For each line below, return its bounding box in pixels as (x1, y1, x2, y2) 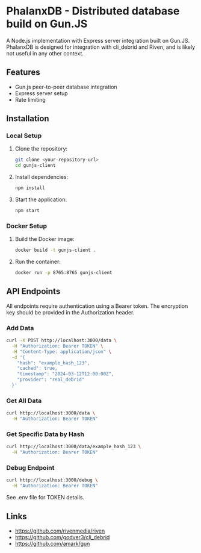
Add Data (6, 323, 34, 332)
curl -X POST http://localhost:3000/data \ (6, 337, 117, 344)
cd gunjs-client (14, 163, 56, 169)
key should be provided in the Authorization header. (6, 308, 135, 316)
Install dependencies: (14, 173, 69, 181)
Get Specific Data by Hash (6, 430, 84, 438)
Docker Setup (6, 222, 47, 230)
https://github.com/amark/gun (14, 540, 90, 547)
